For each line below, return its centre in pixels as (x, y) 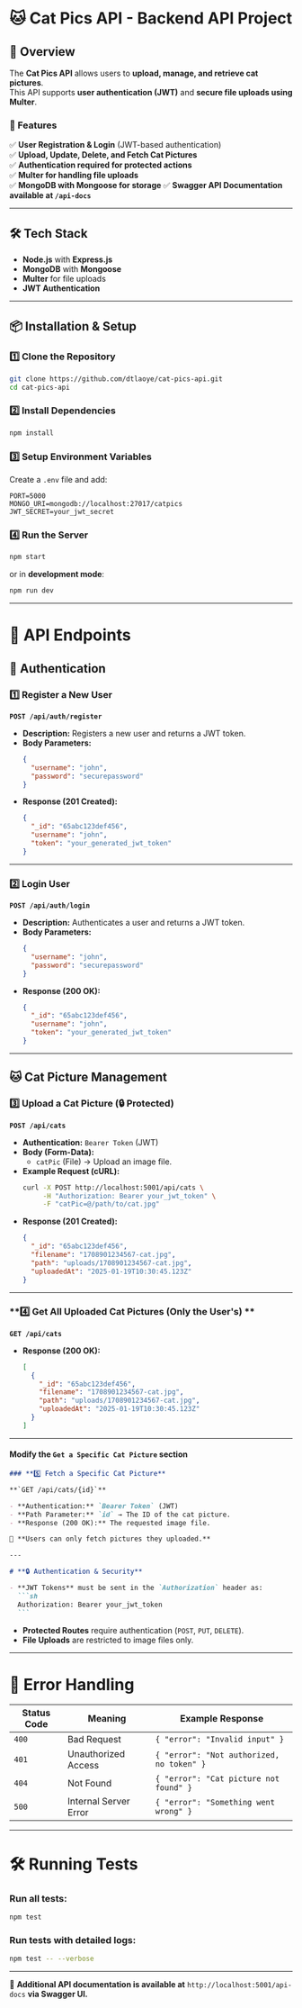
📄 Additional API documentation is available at (98, 1985)
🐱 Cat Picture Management (89, 1077)
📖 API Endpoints (71, 635)
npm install (31, 433)
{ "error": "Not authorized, (218, 1755)
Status (36, 1713)
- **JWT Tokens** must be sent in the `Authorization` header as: (136, 1588)
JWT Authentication (61, 288)
